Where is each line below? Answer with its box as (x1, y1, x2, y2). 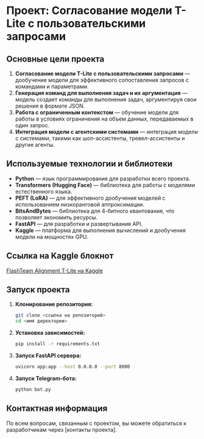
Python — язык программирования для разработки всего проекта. (15, 175, 191, 182)
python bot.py (15, 386, 51, 393)
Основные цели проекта (6, 54, 105, 64)
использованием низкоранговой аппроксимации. (15, 200, 145, 208)
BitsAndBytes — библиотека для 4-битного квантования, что (15, 207, 175, 214)
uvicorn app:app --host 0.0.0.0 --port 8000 (15, 363, 130, 370)
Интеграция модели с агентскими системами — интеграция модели (15, 128, 198, 135)
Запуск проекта (6, 284, 70, 295)
